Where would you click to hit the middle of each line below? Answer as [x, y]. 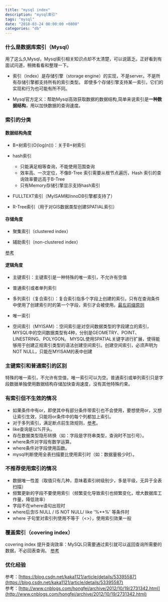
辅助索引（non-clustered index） [47, 242]
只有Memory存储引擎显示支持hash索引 [60, 185]
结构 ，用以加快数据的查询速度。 [50, 106]
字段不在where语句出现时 [39, 505]
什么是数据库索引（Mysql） [39, 47]
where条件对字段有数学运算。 [43, 441]
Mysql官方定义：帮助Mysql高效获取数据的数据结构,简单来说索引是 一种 [85, 99]
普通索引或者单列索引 [34, 288]
